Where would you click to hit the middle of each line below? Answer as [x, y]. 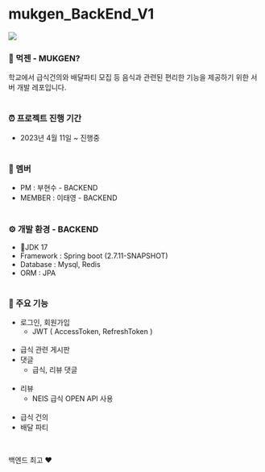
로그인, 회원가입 [45, 323]
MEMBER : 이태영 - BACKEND [68, 198]
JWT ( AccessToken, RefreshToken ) [92, 332]
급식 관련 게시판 [45, 350]
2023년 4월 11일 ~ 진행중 [60, 137]
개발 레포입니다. [41, 88]
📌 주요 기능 [28, 303]
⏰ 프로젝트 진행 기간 [45, 119]
